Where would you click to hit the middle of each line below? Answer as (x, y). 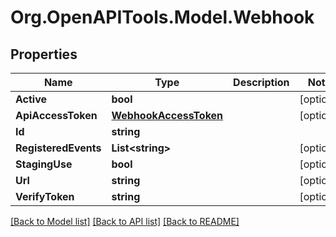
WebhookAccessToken (167, 115)
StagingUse (44, 164)
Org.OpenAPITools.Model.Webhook (162, 17)
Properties (44, 54)
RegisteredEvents (58, 148)
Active (31, 99)
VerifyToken (45, 196)
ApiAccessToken (56, 115)
